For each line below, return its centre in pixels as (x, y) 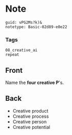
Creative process (31, 116)
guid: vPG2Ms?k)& (24, 22)
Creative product (30, 111)
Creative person (30, 121)
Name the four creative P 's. (34, 83)
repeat (12, 55)
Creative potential (31, 127)
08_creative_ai (21, 50)
